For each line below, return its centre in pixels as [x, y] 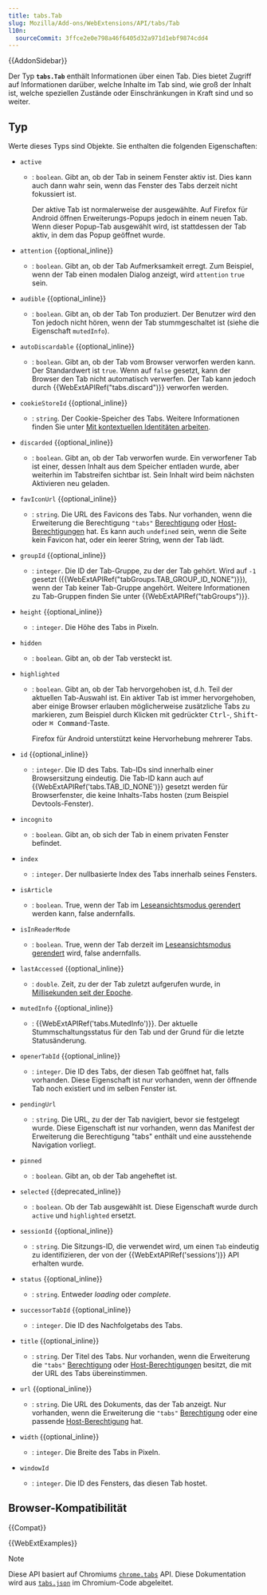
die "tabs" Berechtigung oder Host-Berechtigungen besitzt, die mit [141, 1365]
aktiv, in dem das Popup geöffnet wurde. [98, 235]
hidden [31, 644]
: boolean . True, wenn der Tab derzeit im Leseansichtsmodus [131, 945]
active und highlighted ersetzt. [84, 1215]
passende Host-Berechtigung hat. [87, 1422]
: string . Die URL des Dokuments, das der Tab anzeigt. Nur [129, 1405]
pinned [31, 1161]
